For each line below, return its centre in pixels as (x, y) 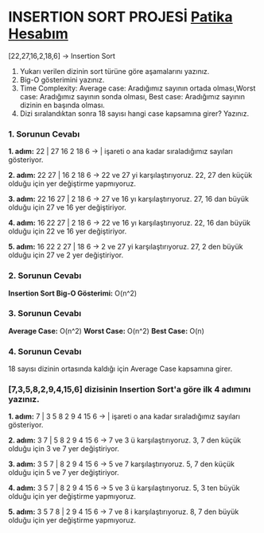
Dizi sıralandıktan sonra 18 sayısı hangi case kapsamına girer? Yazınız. (134, 113)
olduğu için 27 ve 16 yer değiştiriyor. (68, 207)
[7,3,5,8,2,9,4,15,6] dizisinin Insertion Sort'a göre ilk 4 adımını (130, 389)
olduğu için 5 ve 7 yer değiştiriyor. (64, 473)
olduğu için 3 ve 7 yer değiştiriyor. (64, 449)
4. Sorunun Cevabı (45, 351)
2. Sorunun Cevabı (45, 276)
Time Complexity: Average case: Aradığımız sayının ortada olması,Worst (138, 88)
